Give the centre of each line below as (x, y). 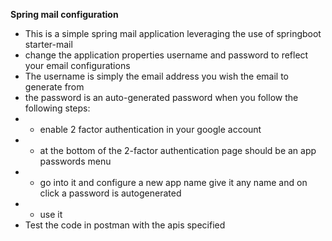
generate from (54, 87)
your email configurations (77, 65)
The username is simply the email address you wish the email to (156, 76)
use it (51, 214)
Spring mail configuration (64, 14)
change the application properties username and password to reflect (166, 55)
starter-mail (48, 44)
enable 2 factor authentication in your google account (150, 129)
